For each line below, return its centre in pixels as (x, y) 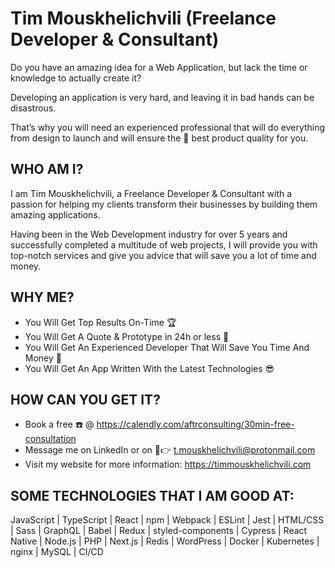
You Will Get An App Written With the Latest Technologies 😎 (149, 368)
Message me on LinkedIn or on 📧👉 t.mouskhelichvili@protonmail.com (170, 450)
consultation (50, 439)
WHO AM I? (47, 169)
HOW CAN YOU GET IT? (85, 399)
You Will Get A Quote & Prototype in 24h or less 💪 (127, 336)
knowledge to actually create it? (76, 78)
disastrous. (33, 108)
